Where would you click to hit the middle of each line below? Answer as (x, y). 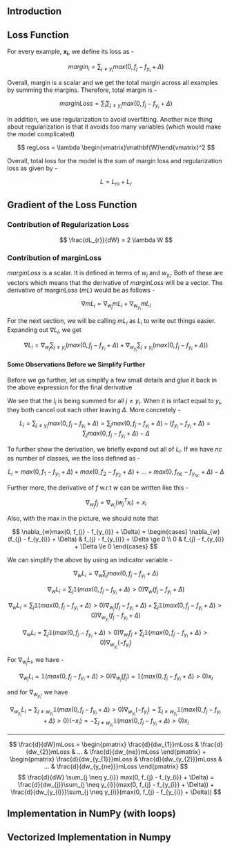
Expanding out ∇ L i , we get (44, 331)
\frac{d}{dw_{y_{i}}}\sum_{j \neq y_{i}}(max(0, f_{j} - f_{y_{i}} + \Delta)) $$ (116, 792)
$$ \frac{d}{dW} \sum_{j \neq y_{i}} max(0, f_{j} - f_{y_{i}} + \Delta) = (116, 777)
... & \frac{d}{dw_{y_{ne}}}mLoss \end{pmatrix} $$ (116, 766)
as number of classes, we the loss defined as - (74, 458)
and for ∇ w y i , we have (38, 694)
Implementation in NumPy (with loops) (91, 814)
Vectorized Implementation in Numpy (89, 837)
